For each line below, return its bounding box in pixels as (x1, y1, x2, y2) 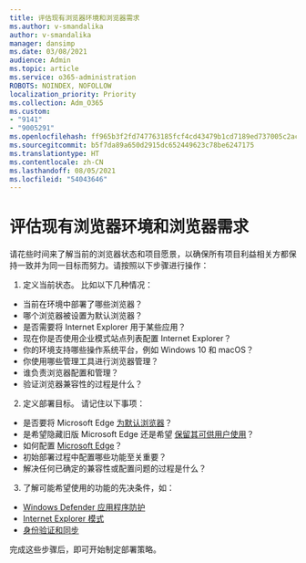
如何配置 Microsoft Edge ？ (22, 440, 123, 452)
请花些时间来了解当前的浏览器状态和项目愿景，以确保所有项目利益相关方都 (9, 248, 289, 260)
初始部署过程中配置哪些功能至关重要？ (22, 452, 167, 463)
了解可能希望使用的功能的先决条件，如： (22, 483, 175, 494)
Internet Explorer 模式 (22, 513, 105, 525)
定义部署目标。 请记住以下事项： (22, 398, 146, 409)
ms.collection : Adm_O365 (9, 98, 104, 108)
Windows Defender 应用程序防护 (22, 502, 146, 513)
